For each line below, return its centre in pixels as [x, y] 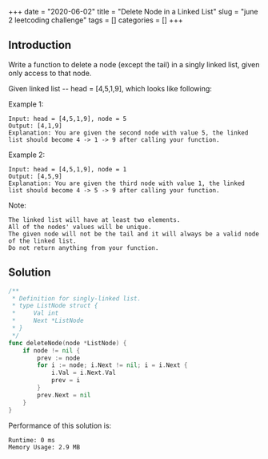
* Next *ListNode [48, 321]
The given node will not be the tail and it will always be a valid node [134, 234]
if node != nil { [52, 350]
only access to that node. [50, 73]
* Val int [35, 313]
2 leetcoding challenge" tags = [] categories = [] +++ [96, 20]
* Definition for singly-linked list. [76, 298]
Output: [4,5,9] [35, 176]
